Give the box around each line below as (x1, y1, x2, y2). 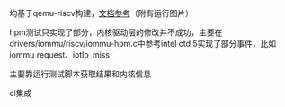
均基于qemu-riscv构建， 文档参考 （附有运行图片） (9, 8, 193, 18)
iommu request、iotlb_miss (9, 49, 111, 60)
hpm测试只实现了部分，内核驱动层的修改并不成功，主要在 (9, 27, 223, 38)
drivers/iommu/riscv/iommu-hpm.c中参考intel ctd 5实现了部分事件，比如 (9, 39, 277, 49)
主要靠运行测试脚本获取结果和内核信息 (9, 68, 151, 79)
